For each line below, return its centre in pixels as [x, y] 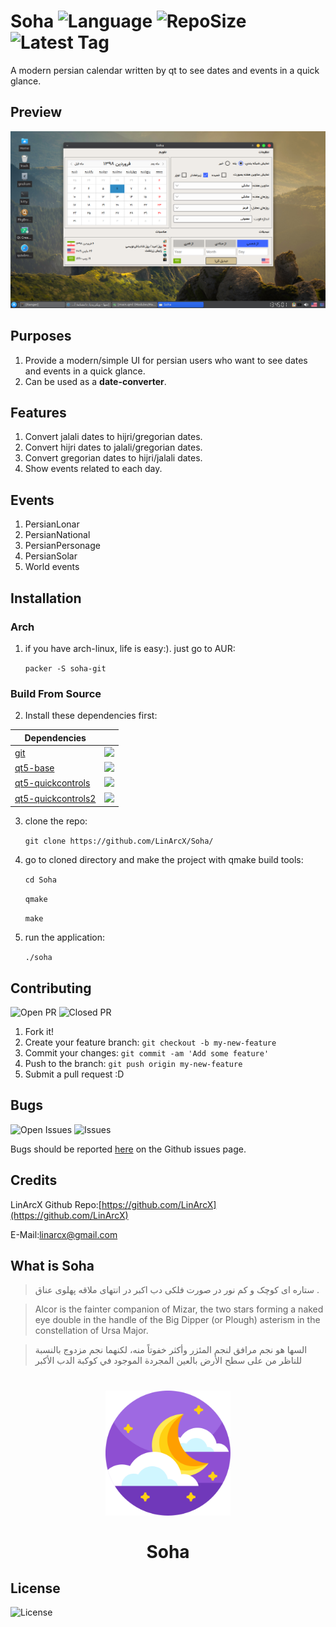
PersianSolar [51, 556]
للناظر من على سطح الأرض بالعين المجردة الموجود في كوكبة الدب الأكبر [168, 1361]
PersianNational [57, 535]
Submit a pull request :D [74, 1074]
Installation [46, 598]
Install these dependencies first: [91, 716]
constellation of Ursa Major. [91, 1331]
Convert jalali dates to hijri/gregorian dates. [113, 437]
